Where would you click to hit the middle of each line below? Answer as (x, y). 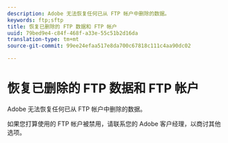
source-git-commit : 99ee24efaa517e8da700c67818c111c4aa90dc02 (99, 46)
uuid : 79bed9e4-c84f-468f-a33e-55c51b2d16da (73, 33)
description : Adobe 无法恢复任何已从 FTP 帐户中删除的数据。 (89, 14)
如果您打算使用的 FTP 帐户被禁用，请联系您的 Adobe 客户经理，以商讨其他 (114, 124)
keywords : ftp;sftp (35, 20)
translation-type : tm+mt (43, 40)
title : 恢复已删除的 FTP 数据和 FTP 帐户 (62, 26)
